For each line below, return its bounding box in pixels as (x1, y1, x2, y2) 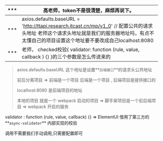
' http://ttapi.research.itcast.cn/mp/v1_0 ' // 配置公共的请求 (21, 23, 153, 29)
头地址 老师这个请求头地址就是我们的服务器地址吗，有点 (21, 30, 149, 36)
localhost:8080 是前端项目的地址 (16, 87, 82, 93)
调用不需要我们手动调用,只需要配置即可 (5, 130, 83, 136)
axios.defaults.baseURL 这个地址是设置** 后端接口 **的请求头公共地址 (16, 67, 152, 72)
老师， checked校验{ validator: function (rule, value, (21, 46, 140, 53)
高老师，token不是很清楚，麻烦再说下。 (43, 7, 134, 14)
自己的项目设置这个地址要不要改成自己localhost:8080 (31, 37, 154, 44)
